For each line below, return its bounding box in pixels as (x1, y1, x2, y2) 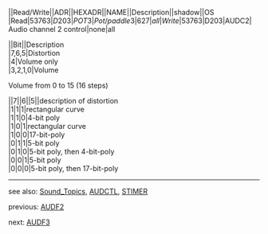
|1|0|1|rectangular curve (8, 122, 86, 131)
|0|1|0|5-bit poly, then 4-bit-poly (8, 147, 115, 156)
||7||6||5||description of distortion (8, 96, 119, 105)
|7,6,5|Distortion (8, 49, 61, 57)
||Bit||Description (8, 40, 65, 49)
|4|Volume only (8, 57, 58, 66)
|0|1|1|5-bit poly (8, 138, 60, 147)
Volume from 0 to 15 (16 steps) (8, 80, 109, 90)
